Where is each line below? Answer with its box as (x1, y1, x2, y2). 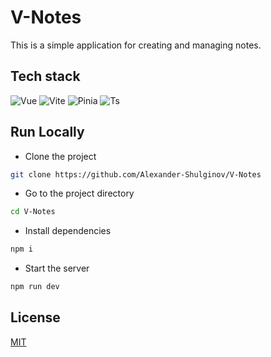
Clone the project (24, 150, 97, 162)
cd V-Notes (10, 207, 56, 217)
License (10, 309, 61, 326)
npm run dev (10, 282, 60, 292)
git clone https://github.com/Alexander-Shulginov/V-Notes (10, 169, 262, 180)
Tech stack (10, 68, 81, 85)
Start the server (24, 262, 90, 275)
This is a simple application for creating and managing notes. (10, 39, 262, 51)
